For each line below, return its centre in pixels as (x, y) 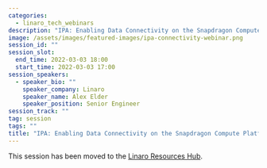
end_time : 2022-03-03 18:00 (62, 60)
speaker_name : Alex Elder (66, 97)
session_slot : (32, 52)
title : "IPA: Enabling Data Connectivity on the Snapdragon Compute (124, 133)
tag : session (30, 119)
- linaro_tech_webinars (54, 23)
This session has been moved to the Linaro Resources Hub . (105, 156)
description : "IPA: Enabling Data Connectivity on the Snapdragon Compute (135, 30)
